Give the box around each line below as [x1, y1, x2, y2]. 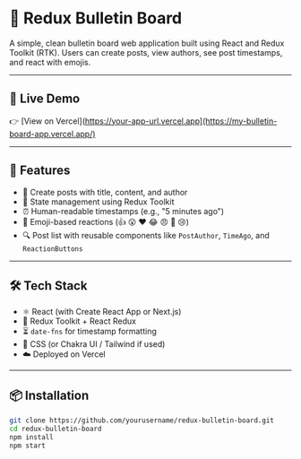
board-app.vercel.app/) [9, 128, 96, 139]
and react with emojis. [9, 56, 91, 67]
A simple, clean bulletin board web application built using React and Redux [9, 38, 285, 48]
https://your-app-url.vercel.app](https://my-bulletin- [84, 116, 278, 126]
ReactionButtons [21, 244, 83, 254]
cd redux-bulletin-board [9, 425, 102, 434]
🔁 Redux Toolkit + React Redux [21, 316, 137, 326]
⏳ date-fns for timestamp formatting [21, 326, 157, 337]
